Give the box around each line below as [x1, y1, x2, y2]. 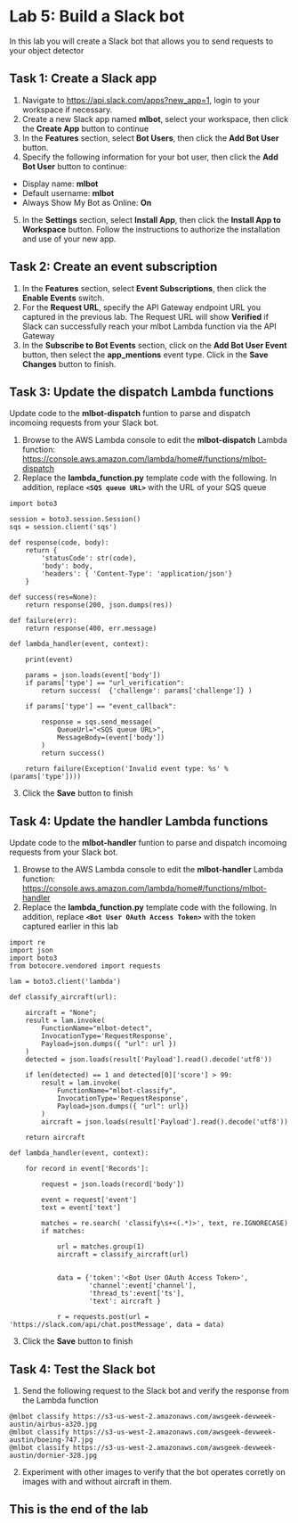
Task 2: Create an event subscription [9, 259, 218, 274]
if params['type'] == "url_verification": [25, 679, 185, 688]
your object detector [9, 45, 85, 55]
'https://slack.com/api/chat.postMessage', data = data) [9, 1321, 225, 1330]
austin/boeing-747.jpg [9, 1436, 93, 1445]
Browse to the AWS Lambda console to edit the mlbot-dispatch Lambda [21, 435, 287, 446]
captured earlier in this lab [21, 921, 118, 932]
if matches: [41, 1227, 86, 1236]
